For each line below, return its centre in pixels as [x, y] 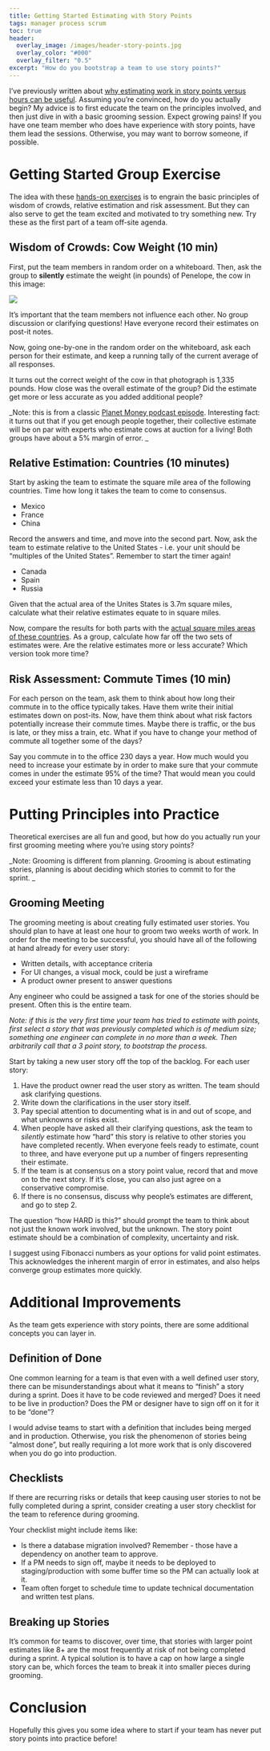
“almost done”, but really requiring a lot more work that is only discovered [130, 1444]
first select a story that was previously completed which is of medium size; [133, 1029]
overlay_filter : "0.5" [54, 61]
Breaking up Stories [60, 1622]
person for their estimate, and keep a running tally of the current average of [134, 355]
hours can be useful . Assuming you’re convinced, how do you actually [125, 99]
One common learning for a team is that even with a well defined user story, [134, 1378]
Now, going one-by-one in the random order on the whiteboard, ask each [130, 347]
